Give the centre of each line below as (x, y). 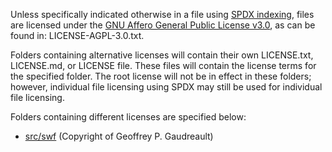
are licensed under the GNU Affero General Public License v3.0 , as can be (163, 25)
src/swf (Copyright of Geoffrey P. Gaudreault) (119, 136)
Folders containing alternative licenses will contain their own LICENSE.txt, (162, 55)
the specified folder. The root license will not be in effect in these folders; (161, 76)
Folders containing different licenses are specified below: (128, 117)
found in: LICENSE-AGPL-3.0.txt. (77, 35)
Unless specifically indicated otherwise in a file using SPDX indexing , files (162, 14)
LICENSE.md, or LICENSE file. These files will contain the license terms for (163, 65)
